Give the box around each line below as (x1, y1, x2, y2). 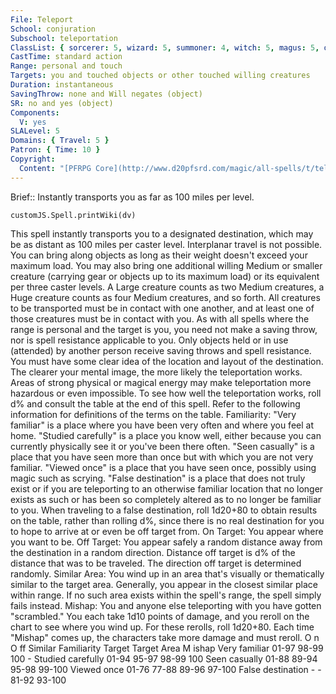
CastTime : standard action (10, 52, 123, 62)
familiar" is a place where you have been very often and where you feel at (10, 419, 314, 431)
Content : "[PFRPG (19, 163, 92, 173)
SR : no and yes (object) (10, 98, 114, 108)
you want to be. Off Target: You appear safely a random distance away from (10, 536, 323, 548)
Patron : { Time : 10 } (10, 145, 101, 155)
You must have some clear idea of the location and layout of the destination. (10, 355, 324, 367)
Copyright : (10, 154, 56, 164)
